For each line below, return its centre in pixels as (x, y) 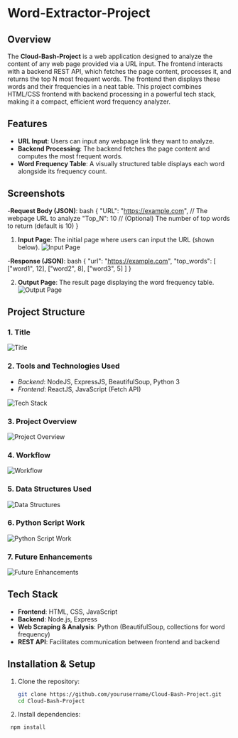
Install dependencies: (49, 715)
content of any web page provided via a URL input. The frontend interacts (115, 64)
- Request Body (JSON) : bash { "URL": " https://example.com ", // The (108, 210)
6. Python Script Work (46, 523)
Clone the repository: (49, 681)
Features (27, 124)
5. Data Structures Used (49, 489)
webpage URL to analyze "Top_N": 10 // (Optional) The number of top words (119, 218)
